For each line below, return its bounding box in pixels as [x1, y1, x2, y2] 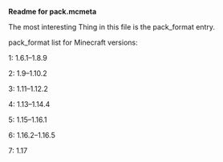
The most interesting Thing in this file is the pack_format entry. [8, 22, 215, 31]
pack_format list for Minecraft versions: [8, 38, 138, 47]
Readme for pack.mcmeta [8, 7, 97, 16]
